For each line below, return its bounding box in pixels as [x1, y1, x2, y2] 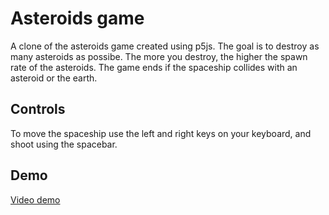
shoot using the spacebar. [10, 138, 118, 150]
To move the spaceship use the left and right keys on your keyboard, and [10, 127, 312, 139]
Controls [10, 101, 66, 118]
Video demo [10, 193, 61, 206]
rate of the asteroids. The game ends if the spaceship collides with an [10, 61, 298, 73]
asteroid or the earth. [10, 72, 98, 84]
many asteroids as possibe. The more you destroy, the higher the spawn [10, 50, 308, 62]
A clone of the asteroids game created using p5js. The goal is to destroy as [10, 40, 320, 52]
